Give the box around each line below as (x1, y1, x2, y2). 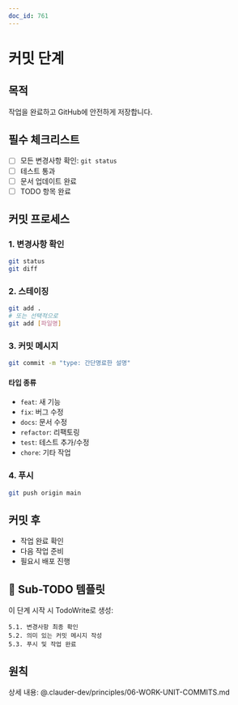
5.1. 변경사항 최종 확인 (8, 623, 79, 631)
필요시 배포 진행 (19, 556, 70, 567)
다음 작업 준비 (19, 546, 64, 556)
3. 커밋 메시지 (8, 340, 59, 351)
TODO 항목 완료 (19, 186, 71, 196)
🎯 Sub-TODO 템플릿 (8, 582, 105, 596)
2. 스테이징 (8, 286, 49, 297)
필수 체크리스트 (8, 133, 80, 147)
